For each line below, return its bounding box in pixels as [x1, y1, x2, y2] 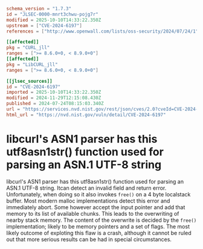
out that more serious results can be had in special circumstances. [6, 236, 172, 243]
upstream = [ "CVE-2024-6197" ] [6, 22, 83, 28]
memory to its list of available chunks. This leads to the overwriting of [6, 210, 179, 217]
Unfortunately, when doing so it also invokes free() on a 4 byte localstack [6, 190, 191, 198]
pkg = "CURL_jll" [6, 45, 50, 51]
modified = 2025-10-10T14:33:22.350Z [6, 17, 101, 23]
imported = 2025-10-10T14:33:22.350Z [6, 89, 101, 95]
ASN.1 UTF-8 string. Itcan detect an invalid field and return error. [6, 184, 167, 192]
